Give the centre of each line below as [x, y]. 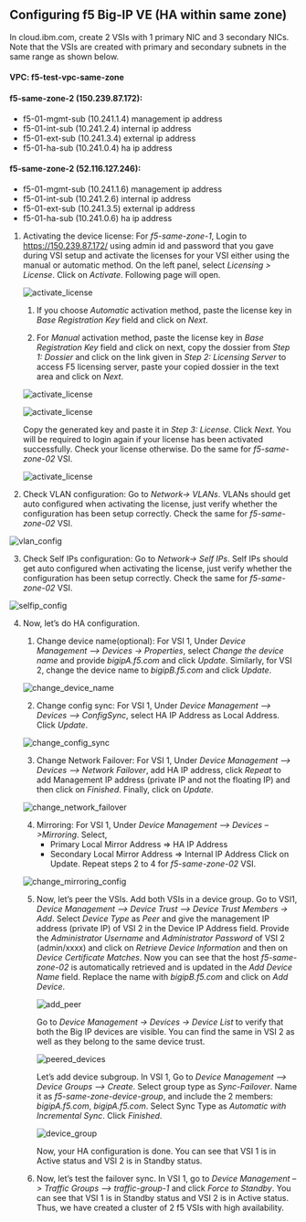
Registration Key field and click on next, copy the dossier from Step [163, 347]
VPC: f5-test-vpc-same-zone [67, 78]
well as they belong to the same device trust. [121, 1041]
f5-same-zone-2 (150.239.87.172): [76, 98]
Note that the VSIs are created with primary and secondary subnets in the [148, 47]
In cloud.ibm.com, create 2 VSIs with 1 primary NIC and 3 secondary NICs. [149, 37]
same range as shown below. [64, 56]
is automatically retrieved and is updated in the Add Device [182, 967]
